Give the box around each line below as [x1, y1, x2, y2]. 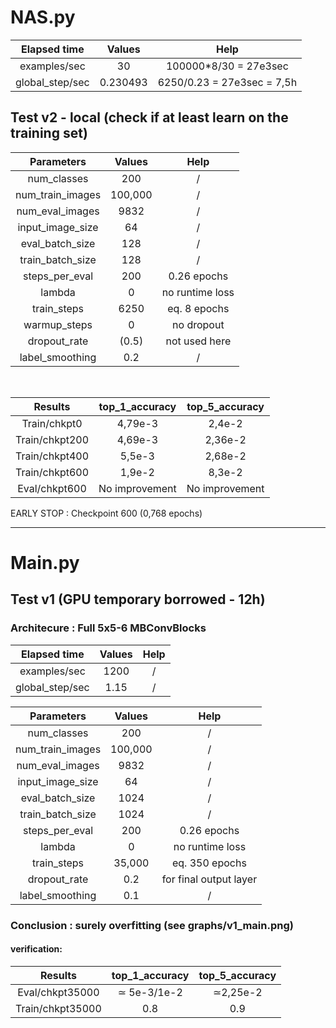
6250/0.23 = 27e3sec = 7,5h [157, 75, 298, 89]
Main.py [10, 551, 80, 574]
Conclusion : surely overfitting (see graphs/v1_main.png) [10, 918, 294, 932]
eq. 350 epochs [171, 856, 247, 870]
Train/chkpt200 [15, 432, 90, 446]
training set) [10, 125, 88, 142]
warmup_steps [23, 317, 93, 331]
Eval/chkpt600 [17, 481, 87, 495]
